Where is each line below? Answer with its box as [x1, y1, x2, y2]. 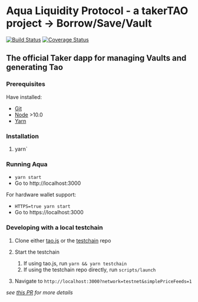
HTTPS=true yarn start [14, 204, 71, 210]
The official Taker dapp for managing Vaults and [6, 53, 187, 63]
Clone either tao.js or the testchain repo [14, 237, 111, 244]
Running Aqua [6, 160, 48, 168]
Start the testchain [14, 248, 60, 255]
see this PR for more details [6, 288, 73, 296]
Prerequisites [6, 80, 45, 88]
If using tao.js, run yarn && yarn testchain [23, 260, 127, 267]
